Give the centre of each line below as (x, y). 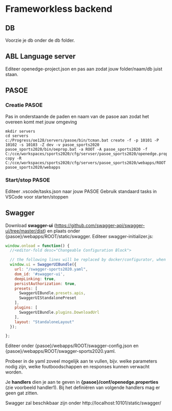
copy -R (14, 158)
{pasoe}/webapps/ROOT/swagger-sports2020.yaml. (61, 351)
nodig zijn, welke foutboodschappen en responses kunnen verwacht (78, 367)
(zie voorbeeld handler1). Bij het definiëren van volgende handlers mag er (83, 388)
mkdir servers (20, 131)
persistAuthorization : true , (46, 283)
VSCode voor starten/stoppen (37, 196)
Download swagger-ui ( (31, 225)
